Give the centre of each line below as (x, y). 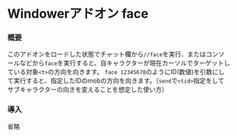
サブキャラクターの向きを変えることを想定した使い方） (88, 90)
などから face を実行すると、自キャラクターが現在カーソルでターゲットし (125, 63)
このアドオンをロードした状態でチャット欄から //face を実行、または (107, 54)
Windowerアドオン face (78, 14)
